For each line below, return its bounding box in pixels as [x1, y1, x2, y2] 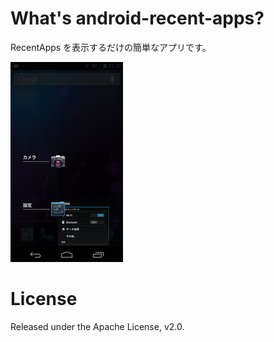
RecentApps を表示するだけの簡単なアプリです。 [10, 41, 212, 53]
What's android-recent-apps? [10, 7, 265, 30]
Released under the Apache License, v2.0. [10, 320, 185, 332]
